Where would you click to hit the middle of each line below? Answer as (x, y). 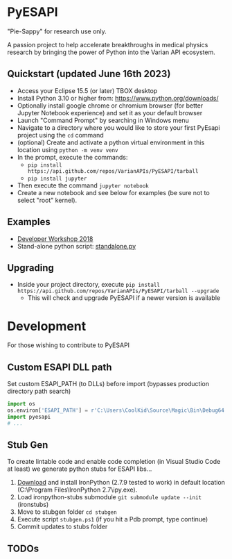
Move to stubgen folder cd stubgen (67, 512)
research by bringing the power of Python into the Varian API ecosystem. (111, 52)
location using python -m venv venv (68, 149)
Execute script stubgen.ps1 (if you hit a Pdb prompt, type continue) (113, 519)
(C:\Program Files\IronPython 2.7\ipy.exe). (77, 490)
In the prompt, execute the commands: (72, 157)
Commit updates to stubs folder (62, 527)
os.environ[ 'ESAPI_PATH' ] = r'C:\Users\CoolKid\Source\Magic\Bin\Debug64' (117, 410)
